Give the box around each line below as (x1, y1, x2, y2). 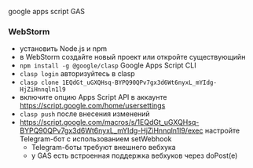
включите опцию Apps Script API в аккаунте (19, 93, 167, 102)
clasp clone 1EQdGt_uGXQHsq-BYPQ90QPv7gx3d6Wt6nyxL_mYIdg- (19, 79, 218, 87)
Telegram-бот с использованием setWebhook (19, 134, 172, 144)
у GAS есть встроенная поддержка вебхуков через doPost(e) (31, 151, 238, 160)
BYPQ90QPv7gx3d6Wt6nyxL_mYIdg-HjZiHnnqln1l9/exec (19, 126, 203, 136)
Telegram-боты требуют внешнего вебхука (31, 143, 176, 152)
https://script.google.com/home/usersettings (19, 101, 166, 111)
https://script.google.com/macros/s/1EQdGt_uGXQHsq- (19, 118, 200, 127)
